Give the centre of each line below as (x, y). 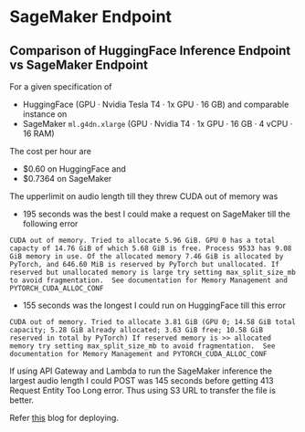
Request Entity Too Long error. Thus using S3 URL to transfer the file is (143, 390)
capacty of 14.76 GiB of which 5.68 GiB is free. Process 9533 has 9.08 (151, 248)
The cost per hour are (50, 151)
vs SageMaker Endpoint (79, 64)
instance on (45, 114)
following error (50, 224)
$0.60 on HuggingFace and (74, 169)
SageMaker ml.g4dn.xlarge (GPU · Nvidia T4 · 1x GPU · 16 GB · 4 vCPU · (158, 124)
